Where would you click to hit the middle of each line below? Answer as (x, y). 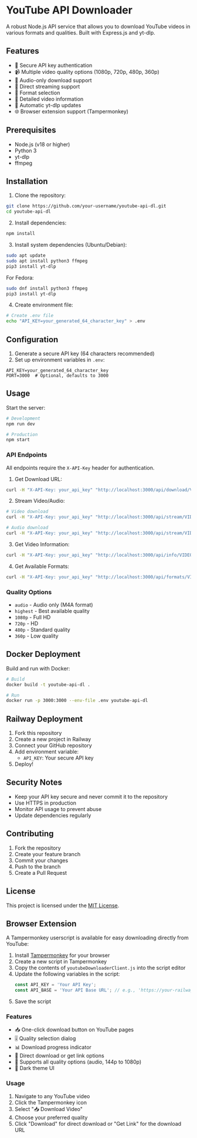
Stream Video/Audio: (40, 501)
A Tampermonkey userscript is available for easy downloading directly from (97, 938)
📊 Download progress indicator (53, 1047)
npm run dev (21, 424)
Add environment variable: (47, 752)
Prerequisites (31, 130)
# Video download (27, 512)
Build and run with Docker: (38, 668)
